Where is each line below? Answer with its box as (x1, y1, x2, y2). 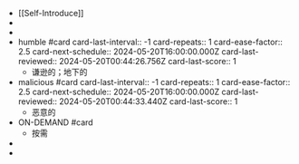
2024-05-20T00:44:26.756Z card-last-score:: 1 (58, 56, 237, 66)
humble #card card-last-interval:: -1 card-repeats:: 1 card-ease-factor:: (17, 36, 284, 47)
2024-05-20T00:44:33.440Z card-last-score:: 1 (58, 96, 238, 107)
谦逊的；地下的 (31, 67, 88, 77)
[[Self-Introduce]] (17, 8, 84, 18)
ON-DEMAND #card (17, 117, 93, 128)
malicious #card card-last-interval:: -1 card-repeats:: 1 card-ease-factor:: (17, 77, 291, 87)
